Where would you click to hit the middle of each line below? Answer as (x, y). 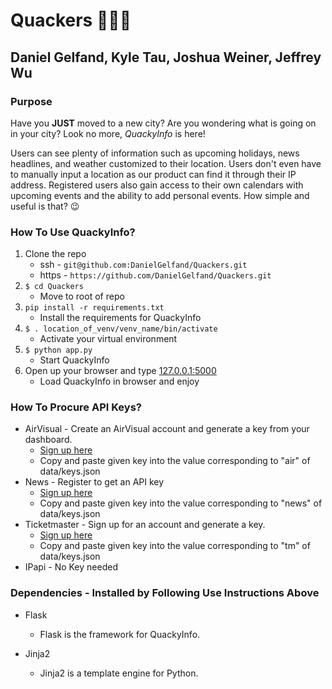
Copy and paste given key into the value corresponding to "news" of (181, 503)
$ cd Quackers (54, 287)
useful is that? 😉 (45, 206)
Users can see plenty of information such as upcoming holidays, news (155, 153)
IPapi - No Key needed (71, 567)
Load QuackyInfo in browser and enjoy (119, 381)
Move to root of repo (82, 296)
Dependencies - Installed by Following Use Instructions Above (165, 593)
